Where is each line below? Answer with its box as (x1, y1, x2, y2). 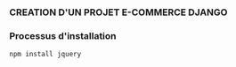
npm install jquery (9, 50, 82, 59)
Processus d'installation (9, 29, 118, 41)
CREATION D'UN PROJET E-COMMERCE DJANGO (9, 6, 228, 19)
